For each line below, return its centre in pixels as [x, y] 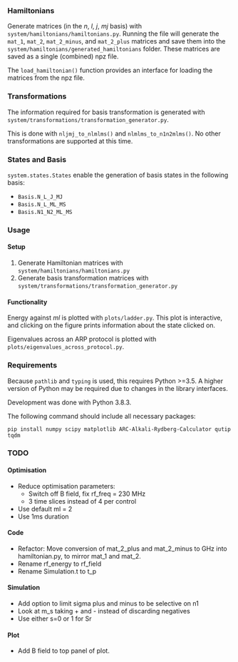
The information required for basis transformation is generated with [106, 112]
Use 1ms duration [43, 516]
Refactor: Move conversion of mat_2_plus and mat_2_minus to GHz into [123, 549]
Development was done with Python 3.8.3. [69, 402]
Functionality [27, 302]
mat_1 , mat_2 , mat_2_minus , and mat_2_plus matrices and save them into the [117, 41]
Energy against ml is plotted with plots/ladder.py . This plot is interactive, [115, 318]
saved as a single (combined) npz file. [63, 56]
